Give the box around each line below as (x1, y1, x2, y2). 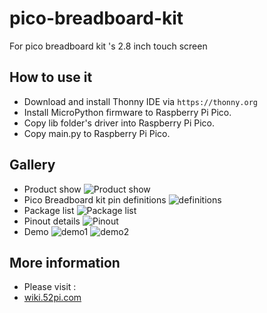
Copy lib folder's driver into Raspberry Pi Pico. (23, 117, 215, 129)
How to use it (9, 69, 93, 86)
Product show (23, 183, 82, 195)
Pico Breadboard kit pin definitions (23, 193, 167, 206)
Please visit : (23, 281, 77, 293)
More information (9, 254, 121, 271)
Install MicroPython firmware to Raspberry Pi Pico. (23, 106, 232, 118)
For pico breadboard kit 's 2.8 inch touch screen (9, 40, 208, 52)
